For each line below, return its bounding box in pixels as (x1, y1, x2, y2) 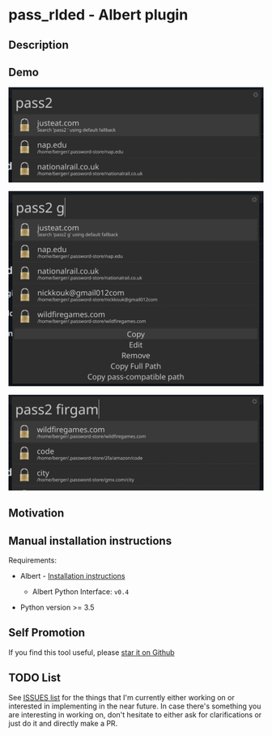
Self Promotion (8, 626, 86, 640)
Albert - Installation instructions (19, 571, 125, 580)
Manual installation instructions (8, 533, 172, 548)
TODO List (8, 671, 61, 685)
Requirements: (8, 555, 57, 565)
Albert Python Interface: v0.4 (32, 587, 130, 597)
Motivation (8, 507, 65, 520)
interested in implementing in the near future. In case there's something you (8, 701, 261, 711)
